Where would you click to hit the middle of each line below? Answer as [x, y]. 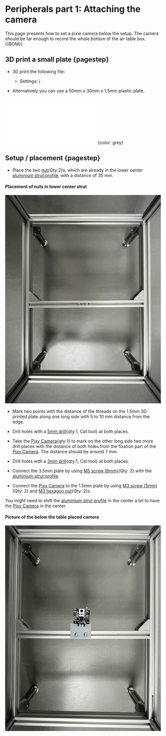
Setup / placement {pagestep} [53, 158]
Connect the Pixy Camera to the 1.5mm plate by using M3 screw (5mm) [85, 486]
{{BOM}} [14, 44]
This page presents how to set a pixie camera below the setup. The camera [82, 33]
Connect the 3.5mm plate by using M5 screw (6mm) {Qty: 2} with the [82, 471]
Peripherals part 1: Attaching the [73, 9]
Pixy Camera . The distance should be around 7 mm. [65, 451]
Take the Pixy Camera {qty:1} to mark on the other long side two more [83, 441]
